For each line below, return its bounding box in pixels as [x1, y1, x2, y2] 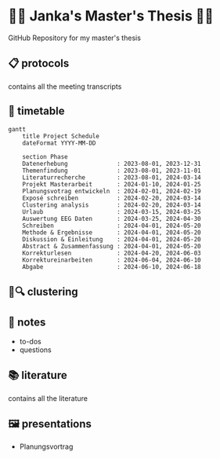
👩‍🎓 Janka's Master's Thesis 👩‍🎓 [8, 7, 214, 25]
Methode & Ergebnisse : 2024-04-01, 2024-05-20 [22, 228, 201, 237]
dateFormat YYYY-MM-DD [22, 139, 96, 147]
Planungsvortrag [19, 442, 74, 451]
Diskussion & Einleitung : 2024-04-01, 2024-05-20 [22, 235, 201, 243]
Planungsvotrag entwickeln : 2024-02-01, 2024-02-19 [22, 187, 201, 195]
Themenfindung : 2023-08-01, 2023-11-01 [22, 167, 201, 174]
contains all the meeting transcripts [8, 82, 122, 91]
